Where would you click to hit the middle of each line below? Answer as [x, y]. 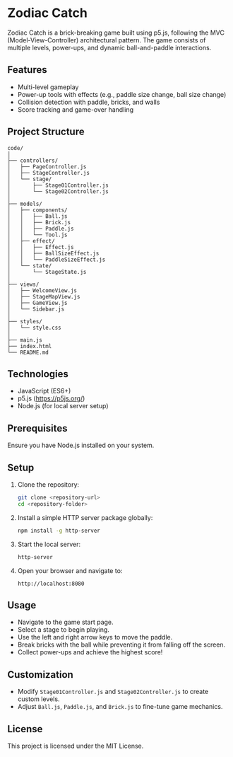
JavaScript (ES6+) [44, 391]
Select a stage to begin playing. [63, 630]
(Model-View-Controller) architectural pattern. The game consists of [107, 40]
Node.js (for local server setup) [63, 406]
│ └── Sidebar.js [36, 309]
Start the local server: [49, 544]
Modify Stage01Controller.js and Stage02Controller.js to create [113, 692]
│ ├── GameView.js [38, 303]
